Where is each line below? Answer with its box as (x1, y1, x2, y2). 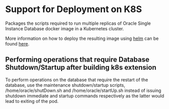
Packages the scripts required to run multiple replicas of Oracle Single (5, 20, 151, 26)
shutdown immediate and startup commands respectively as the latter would (5, 92, 164, 99)
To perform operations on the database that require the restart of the (5, 77, 148, 83)
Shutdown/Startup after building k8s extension (5, 63, 156, 72)
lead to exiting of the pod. (5, 98, 59, 104)
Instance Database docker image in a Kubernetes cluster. (5, 25, 125, 31)
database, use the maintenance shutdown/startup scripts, (5, 82, 125, 88)
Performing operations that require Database (5, 56, 150, 64)
